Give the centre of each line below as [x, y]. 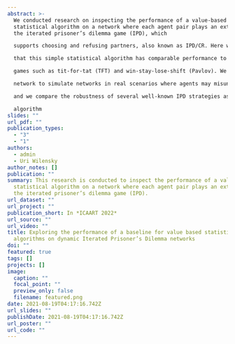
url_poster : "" [29, 323]
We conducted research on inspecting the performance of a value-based [120, 20]
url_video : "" [28, 226]
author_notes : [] [33, 167]
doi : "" [19, 245]
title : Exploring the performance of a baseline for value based [104, 232]
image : [17, 271]
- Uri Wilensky [36, 161]
